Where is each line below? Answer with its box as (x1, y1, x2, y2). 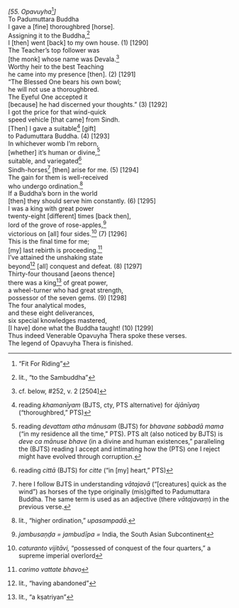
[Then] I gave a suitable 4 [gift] (8, 122, 96, 132)
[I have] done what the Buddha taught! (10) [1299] (8, 324, 154, 332)
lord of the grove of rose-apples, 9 (8, 220, 107, 229)
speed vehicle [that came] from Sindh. (8, 115, 120, 124)
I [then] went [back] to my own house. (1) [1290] (8, 38, 149, 47)
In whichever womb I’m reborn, (8, 139, 99, 148)
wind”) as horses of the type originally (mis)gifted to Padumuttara (18, 487, 210, 496)
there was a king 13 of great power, (8, 277, 109, 287)
